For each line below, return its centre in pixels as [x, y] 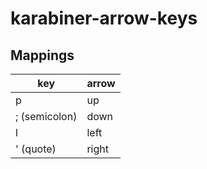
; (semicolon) [46, 116]
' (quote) [36, 149]
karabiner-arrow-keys [104, 18]
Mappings [42, 55]
